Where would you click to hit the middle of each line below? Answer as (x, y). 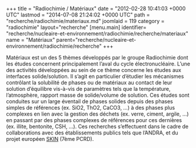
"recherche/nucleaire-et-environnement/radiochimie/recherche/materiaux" (97, 34)
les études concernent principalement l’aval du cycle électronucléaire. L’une (98, 64)
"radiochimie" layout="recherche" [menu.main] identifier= (77, 27)
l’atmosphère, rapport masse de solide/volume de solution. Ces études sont (98, 95)
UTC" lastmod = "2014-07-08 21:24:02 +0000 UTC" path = (78, 15)
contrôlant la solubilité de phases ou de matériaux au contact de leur (89, 83)
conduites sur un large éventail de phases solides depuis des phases (90, 101)
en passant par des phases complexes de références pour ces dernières (94, 120)
